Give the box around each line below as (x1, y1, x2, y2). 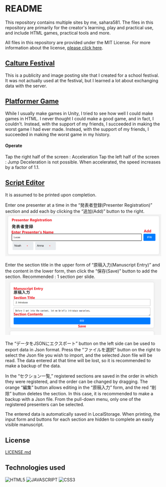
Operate (5, 143, 22, 149)
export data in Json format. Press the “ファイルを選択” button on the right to (5, 347, 161, 353)
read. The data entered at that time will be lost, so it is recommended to (5, 358, 151, 364)
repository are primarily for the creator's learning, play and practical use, (5, 24, 154, 30)
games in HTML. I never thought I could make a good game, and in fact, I (5, 115, 154, 121)
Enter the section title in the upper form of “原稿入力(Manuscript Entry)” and (5, 262, 160, 268)
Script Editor (5, 179, 45, 187)
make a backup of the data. (5, 363, 61, 369)
